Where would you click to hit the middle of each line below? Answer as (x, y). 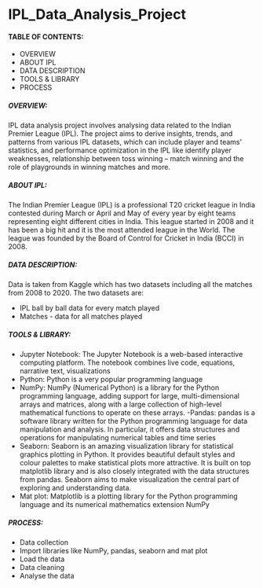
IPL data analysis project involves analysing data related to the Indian (120, 125)
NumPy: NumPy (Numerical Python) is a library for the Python (119, 388)
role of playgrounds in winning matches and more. (89, 167)
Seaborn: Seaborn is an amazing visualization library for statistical (126, 447)
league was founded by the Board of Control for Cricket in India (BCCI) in (126, 238)
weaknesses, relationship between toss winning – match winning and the (126, 159)
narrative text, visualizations (65, 371)
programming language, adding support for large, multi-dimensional (129, 396)
